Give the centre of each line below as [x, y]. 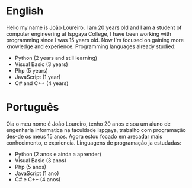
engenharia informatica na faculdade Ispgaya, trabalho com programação [96, 130]
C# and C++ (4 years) [41, 83]
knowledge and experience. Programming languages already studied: [91, 46]
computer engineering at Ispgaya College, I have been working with [89, 33]
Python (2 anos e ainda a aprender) [58, 154]
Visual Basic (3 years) [41, 64]
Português [33, 107]
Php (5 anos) [30, 167]
